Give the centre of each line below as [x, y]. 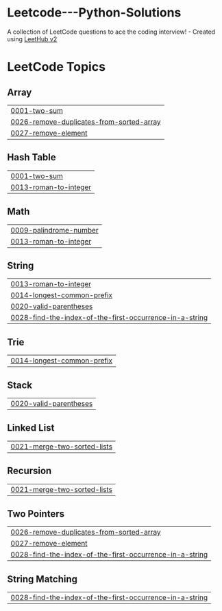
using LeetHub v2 [32, 39]
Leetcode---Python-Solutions [94, 13]
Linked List [31, 428]
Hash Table [32, 157]
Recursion [29, 471]
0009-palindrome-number [54, 230]
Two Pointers [36, 514]
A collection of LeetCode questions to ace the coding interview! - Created [111, 32]
